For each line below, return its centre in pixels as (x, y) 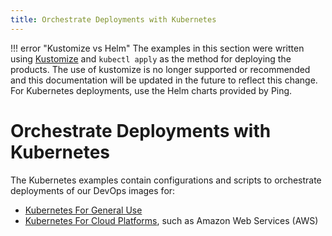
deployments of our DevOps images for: (93, 190)
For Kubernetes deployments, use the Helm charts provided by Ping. (151, 90)
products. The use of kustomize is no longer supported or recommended (160, 69)
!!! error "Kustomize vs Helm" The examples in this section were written (157, 48)
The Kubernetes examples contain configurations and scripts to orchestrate (166, 180)
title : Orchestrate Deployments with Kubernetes (113, 19)
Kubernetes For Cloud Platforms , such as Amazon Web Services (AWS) (171, 220)
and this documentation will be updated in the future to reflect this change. (164, 80)
